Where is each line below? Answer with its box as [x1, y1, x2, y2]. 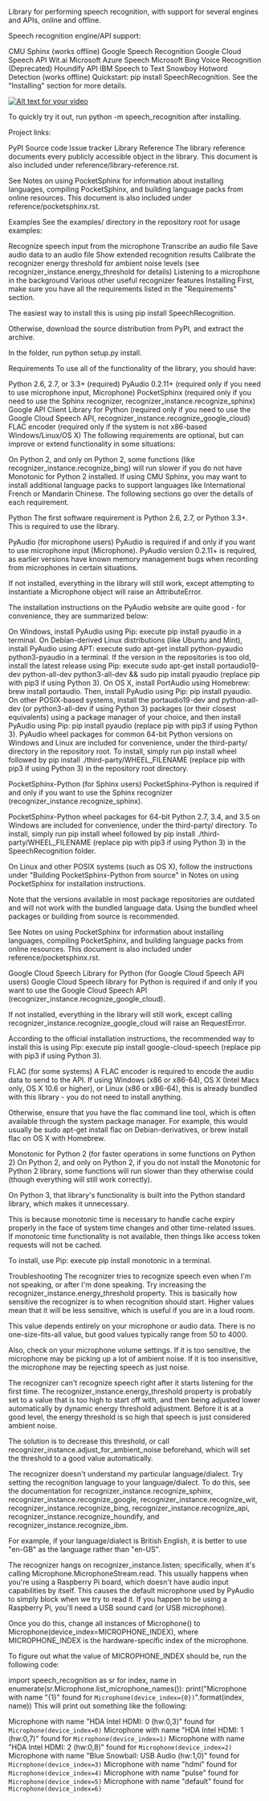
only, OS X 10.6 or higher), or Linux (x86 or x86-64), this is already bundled [8, 1084, 258, 1093]
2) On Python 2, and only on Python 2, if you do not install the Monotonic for [8, 1158, 261, 1167]
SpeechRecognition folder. [8, 846, 96, 856]
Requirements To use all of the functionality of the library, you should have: [8, 364, 257, 373]
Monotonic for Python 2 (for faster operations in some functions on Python [8, 1149, 255, 1159]
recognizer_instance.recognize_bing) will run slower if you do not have [8, 463, 243, 473]
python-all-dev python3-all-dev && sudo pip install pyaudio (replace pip [22, 670, 260, 679]
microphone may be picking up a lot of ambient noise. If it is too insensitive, [8, 1354, 259, 1363]
